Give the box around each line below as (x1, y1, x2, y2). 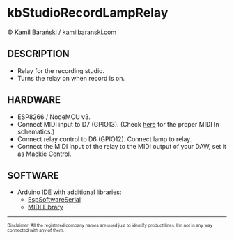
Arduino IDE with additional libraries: (17, 188, 122, 196)
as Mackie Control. (17, 150, 72, 158)
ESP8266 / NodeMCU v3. (17, 113, 91, 121)
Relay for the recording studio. (17, 66, 104, 74)
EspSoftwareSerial (27, 195, 81, 204)
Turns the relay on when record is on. (17, 74, 125, 82)
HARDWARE (7, 94, 61, 106)
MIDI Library (27, 203, 64, 211)
